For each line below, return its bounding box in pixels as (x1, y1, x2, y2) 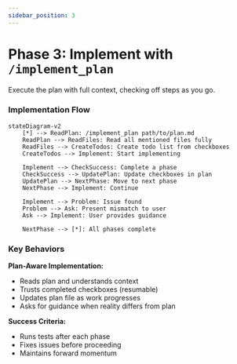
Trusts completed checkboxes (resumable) (19, 285, 159, 294)
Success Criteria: (8, 317, 67, 326)
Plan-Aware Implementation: (8, 261, 104, 271)
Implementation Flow (8, 104, 90, 115)
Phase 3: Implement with (8, 45, 173, 63)
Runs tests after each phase (19, 332, 111, 341)
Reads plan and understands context (19, 276, 139, 286)
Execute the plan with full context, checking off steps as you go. (8, 85, 216, 94)
